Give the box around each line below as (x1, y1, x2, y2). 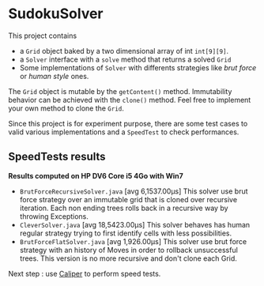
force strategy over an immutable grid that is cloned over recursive (19, 194, 238, 204)
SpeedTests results (8, 150, 106, 164)
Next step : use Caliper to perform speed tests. (8, 269, 161, 278)
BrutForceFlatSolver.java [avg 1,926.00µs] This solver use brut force (19, 236, 247, 246)
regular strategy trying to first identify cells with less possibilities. (19, 228, 232, 238)
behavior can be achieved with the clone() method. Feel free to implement (8, 95, 251, 104)
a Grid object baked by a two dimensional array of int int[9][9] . (19, 46, 229, 55)
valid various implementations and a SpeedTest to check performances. (8, 127, 239, 137)
